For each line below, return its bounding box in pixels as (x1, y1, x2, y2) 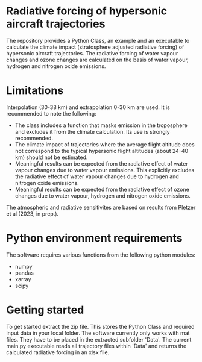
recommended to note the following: (6, 110, 96, 117)
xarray (14, 275, 31, 282)
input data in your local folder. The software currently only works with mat (6, 329, 190, 337)
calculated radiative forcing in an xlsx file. (6, 348, 110, 356)
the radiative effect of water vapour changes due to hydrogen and (14, 173, 179, 180)
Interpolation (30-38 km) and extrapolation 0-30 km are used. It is (6, 104, 170, 111)
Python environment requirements (6, 231, 183, 245)
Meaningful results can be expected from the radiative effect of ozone (14, 186, 190, 193)
